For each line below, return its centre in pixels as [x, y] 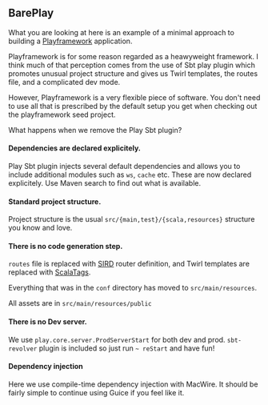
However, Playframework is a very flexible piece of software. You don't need [134, 97]
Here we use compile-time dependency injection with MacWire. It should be [133, 384]
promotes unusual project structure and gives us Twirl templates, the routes [133, 73]
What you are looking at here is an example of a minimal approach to [121, 32]
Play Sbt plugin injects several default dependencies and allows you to [124, 166]
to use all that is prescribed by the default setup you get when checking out [133, 106]
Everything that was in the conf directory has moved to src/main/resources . [133, 288]
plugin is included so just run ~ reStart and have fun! [127, 348]
